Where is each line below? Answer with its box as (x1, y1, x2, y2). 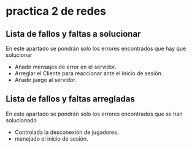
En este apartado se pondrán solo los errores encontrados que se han (6, 110, 183, 117)
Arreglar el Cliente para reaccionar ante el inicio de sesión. (14, 70, 163, 77)
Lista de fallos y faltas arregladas (6, 94, 136, 105)
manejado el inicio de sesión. (14, 135, 88, 142)
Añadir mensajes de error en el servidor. (14, 63, 117, 70)
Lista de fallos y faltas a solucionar (6, 29, 141, 39)
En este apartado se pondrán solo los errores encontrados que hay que (6, 45, 186, 52)
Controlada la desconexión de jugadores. (14, 128, 119, 136)
